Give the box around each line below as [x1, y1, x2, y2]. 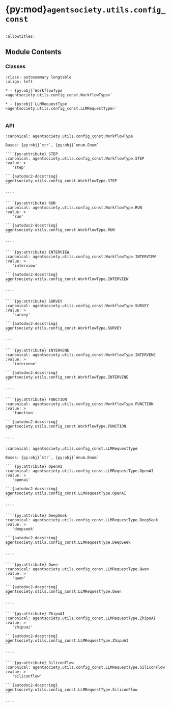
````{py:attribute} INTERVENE [5, 348, 70, 353]
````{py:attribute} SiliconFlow [5, 660, 74, 665]
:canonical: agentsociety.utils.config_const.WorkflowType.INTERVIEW [5, 254, 156, 259]
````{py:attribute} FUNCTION [5, 397, 67, 402]
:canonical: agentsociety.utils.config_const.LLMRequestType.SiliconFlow [5, 665, 165, 670]
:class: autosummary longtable [5, 74, 72, 80]
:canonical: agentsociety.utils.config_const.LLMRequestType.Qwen [5, 566, 149, 572]
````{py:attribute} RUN [5, 200, 56, 206]
